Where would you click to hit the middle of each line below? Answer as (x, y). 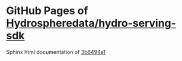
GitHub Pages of (47, 11)
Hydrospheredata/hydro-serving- (91, 23)
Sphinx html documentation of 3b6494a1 (56, 52)
